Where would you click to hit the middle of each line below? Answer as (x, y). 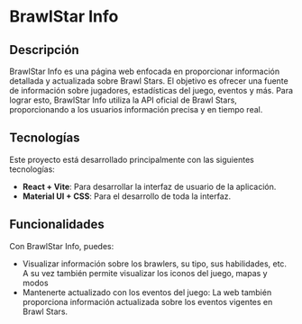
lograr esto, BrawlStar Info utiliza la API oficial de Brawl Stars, (123, 100)
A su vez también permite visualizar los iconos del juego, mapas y (145, 273)
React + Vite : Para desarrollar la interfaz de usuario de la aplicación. (149, 186)
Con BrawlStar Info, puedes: (62, 246)
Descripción (44, 50)
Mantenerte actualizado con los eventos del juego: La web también (147, 292)
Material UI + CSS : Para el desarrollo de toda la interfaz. (127, 196)
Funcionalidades (57, 225)
